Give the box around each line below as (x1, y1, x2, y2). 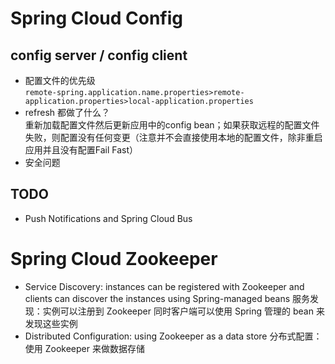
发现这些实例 (24, 317, 78, 329)
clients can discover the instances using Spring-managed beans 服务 (24, 292, 311, 304)
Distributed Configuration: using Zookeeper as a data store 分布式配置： (24, 330, 323, 342)
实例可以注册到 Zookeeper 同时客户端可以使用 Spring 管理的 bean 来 (42, 305, 325, 317)
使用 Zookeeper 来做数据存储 (24, 342, 145, 354)
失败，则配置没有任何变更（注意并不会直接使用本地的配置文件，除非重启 (24, 132, 323, 143)
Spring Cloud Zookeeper (10, 248, 218, 270)
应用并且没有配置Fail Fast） (24, 144, 139, 156)
